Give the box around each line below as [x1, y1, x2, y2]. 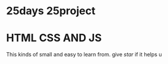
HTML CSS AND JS [6, 31, 102, 45]
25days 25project [6, 4, 96, 18]
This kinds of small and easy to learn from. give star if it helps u [6, 51, 162, 58]
